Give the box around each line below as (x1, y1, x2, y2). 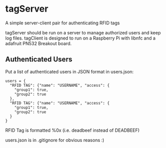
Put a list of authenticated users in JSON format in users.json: (5, 68, 134, 75)
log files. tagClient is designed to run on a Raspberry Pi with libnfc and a (5, 35, 156, 41)
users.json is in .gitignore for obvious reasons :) (5, 137, 105, 143)
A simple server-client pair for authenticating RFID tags (5, 20, 120, 26)
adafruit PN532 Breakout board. (5, 40, 72, 46)
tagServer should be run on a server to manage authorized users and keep (5, 29, 161, 35)
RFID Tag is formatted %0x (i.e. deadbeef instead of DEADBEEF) (5, 127, 140, 133)
